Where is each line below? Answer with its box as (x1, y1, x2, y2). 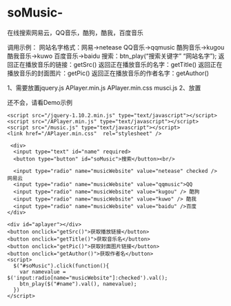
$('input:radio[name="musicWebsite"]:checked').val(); (7, 274, 168, 281)
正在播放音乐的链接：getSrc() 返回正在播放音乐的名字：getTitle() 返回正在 (12, 60, 223, 68)
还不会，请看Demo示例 (7, 98, 72, 106)
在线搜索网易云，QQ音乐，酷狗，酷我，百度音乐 (7, 28, 143, 37)
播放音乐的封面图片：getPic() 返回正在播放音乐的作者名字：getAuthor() (7, 69, 209, 77)
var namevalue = (19, 268, 67, 275)
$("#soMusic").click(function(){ (13, 262, 110, 269)
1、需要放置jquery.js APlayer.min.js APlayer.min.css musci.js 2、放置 (7, 83, 201, 92)
